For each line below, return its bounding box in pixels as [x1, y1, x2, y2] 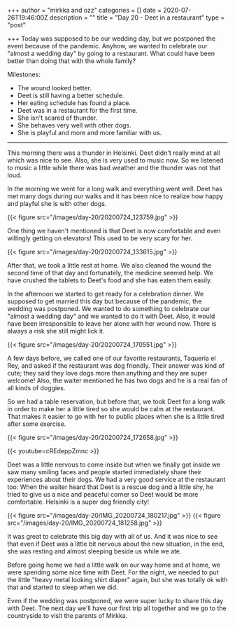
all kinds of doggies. [7, 384, 66, 392]
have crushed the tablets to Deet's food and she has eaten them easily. [7, 276, 213, 284]
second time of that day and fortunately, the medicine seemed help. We [7, 269, 213, 277]
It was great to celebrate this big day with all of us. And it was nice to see [7, 532, 218, 540]
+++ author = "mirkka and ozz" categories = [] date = [7, 6, 162, 14]
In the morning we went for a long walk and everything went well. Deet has [7, 185, 222, 193]
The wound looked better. [17, 84, 92, 92]
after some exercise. [7, 420, 66, 428]
